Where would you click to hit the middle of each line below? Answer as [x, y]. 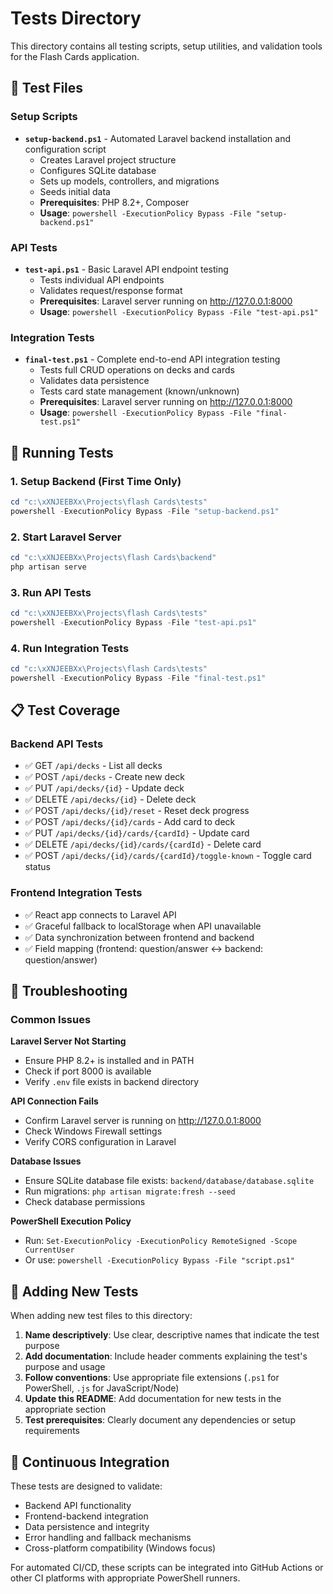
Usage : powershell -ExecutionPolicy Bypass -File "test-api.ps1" [179, 311]
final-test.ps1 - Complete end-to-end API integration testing [152, 359]
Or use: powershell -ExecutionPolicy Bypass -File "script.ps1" [159, 1260]
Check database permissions [85, 1202]
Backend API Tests [57, 744]
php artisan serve [48, 567]
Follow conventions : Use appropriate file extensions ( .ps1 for [152, 1378]
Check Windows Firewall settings [93, 1131]
